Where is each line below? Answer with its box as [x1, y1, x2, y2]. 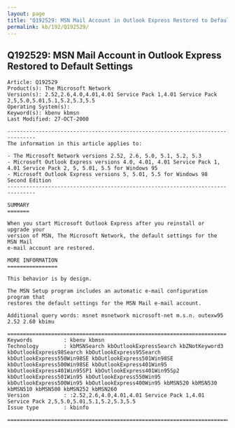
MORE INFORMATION [7, 257, 58, 264]
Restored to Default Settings [7, 60, 134, 72]
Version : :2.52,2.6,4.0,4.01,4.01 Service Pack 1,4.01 [7, 392, 205, 399]
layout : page [7, 10, 45, 18]
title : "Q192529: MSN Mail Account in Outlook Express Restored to [7, 17, 208, 24]
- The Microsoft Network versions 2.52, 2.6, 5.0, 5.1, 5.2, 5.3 [7, 152, 201, 160]
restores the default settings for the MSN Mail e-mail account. [7, 300, 201, 307]
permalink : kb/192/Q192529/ [7, 23, 90, 30]
